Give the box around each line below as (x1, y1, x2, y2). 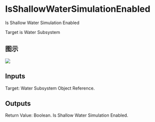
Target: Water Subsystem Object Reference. (5, 85, 95, 91)
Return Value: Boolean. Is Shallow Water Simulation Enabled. (5, 112, 129, 119)
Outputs (5, 99, 31, 108)
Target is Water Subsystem (5, 29, 60, 35)
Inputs (5, 72, 26, 81)
